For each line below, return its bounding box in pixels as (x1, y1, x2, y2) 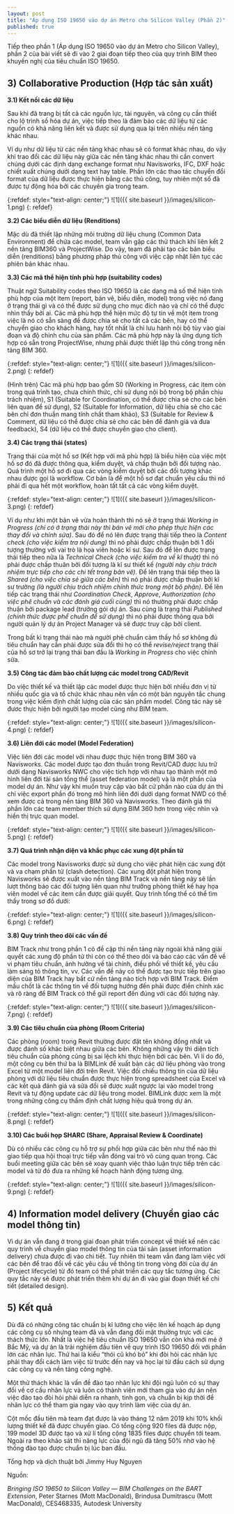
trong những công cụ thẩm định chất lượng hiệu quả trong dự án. (7, 1096, 194, 1105)
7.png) (7, 1010, 26, 1019)
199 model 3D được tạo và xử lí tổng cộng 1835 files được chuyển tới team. (7, 1429, 221, 1437)
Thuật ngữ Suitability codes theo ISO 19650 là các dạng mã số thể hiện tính (7, 287, 223, 295)
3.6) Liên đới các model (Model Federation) (7, 739, 134, 748)
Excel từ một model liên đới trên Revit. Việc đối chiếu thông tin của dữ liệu (7, 1067, 219, 1075)
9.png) (7, 1188, 26, 1196)
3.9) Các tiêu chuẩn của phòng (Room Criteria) (7, 1024, 145, 1032)
